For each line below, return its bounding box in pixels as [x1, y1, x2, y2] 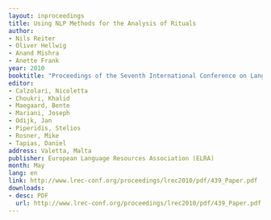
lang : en [8, 169, 38, 177]
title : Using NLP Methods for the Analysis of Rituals [8, 19, 197, 27]
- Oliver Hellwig [8, 42, 67, 50]
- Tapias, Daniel [8, 139, 67, 147]
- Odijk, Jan [8, 117, 52, 125]
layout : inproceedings [8, 11, 85, 20]
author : [8, 27, 35, 35]
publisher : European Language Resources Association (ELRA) [8, 154, 215, 162]
